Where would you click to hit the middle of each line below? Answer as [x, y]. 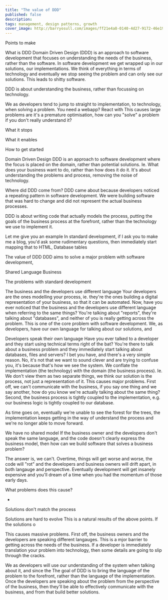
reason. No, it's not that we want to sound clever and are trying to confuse [82, 360]
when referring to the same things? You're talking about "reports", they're [81, 313]
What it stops [19, 130]
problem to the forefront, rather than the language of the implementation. [80, 576]
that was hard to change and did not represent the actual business [73, 201]
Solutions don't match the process [40, 509]
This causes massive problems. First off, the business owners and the [77, 534]
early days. [17, 480]
